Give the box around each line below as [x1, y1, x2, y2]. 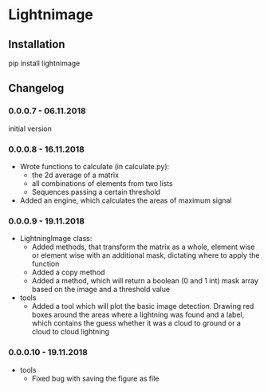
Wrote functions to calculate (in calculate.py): [19, 161, 170, 171]
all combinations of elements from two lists [31, 178, 173, 188]
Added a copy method [31, 267, 105, 277]
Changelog [8, 81, 65, 95]
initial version [8, 124, 52, 133]
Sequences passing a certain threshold [31, 187, 161, 196]
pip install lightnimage [8, 58, 81, 68]
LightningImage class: [19, 234, 93, 243]
